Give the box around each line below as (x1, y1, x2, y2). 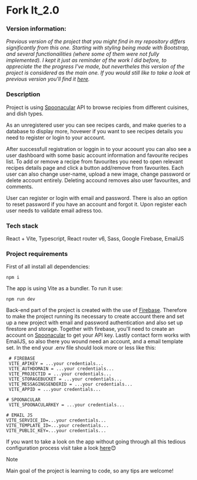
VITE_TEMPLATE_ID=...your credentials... (6, 423, 109, 429)
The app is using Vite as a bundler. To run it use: (6, 285, 123, 292)
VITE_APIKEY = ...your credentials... (8, 361, 104, 367)
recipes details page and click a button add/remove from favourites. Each (6, 164, 184, 171)
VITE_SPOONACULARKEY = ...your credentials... (8, 402, 125, 408)
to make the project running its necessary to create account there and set (6, 313, 185, 320)
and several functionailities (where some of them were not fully (6, 51, 160, 58)
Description (6, 90, 41, 98)
